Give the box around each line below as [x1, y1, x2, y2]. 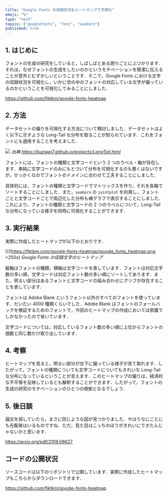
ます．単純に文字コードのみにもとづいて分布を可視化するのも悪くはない [5, 165, 154, 171]
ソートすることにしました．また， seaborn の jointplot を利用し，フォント [5, 189, 159, 195]
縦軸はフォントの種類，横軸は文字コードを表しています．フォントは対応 [5, 265, 154, 271]
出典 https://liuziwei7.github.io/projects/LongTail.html [11, 149, 121, 155]
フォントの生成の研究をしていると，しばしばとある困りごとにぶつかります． [5, 60, 163, 66]
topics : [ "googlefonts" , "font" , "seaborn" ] [5, 21, 100, 27]
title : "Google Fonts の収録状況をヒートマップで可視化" [5, 7, 114, 13]
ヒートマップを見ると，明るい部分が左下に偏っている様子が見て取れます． [5, 360, 159, 367]
